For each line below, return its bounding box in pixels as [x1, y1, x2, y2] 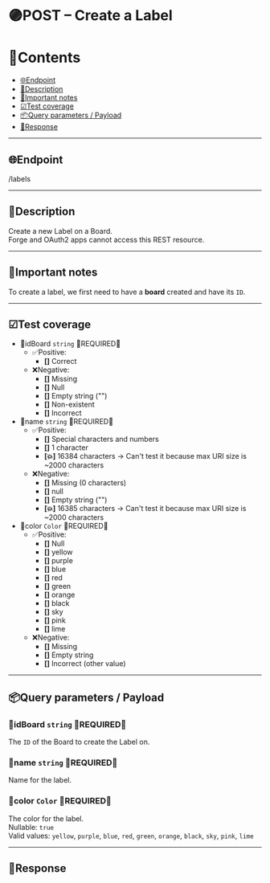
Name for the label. [8, 775, 72, 785]
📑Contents [8, 49, 81, 67]
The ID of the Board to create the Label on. [8, 737, 150, 747]
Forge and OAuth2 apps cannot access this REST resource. [8, 235, 205, 244]
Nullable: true [8, 822, 55, 832]
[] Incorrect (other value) [43, 659, 126, 668]
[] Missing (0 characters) [43, 478, 127, 488]
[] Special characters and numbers [43, 435, 159, 444]
